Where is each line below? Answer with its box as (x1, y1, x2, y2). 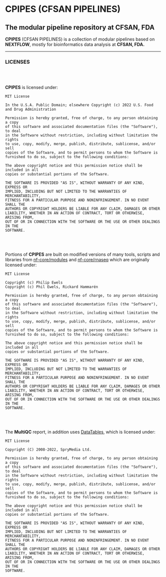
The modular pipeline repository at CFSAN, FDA (5, 23, 155, 32)
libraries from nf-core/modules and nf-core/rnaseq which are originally (5, 257, 150, 263)
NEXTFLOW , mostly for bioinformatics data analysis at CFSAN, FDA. (5, 41, 145, 47)
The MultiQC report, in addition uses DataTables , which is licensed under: (5, 429, 156, 435)
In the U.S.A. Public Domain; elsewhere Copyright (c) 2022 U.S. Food (5, 103, 154, 108)
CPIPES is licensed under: (5, 84, 58, 90)
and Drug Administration (5, 107, 56, 112)
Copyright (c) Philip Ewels (5, 280, 63, 285)
